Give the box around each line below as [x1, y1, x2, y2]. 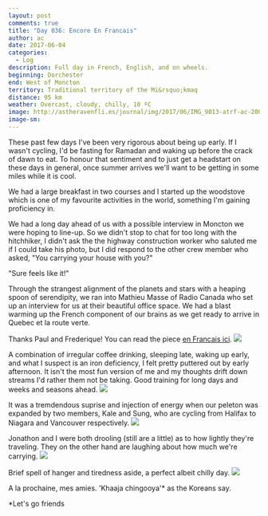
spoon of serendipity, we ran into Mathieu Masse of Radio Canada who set [8, 292, 254, 301]
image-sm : [8, 116, 41, 124]
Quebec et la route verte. [8, 317, 90, 327]
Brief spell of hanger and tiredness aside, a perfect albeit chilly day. [8, 467, 231, 477]
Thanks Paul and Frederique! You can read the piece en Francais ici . [8, 334, 233, 344]
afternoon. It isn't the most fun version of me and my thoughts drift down [8, 366, 248, 376]
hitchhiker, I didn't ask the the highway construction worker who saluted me [8, 236, 258, 246]
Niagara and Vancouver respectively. [8, 418, 130, 427]
